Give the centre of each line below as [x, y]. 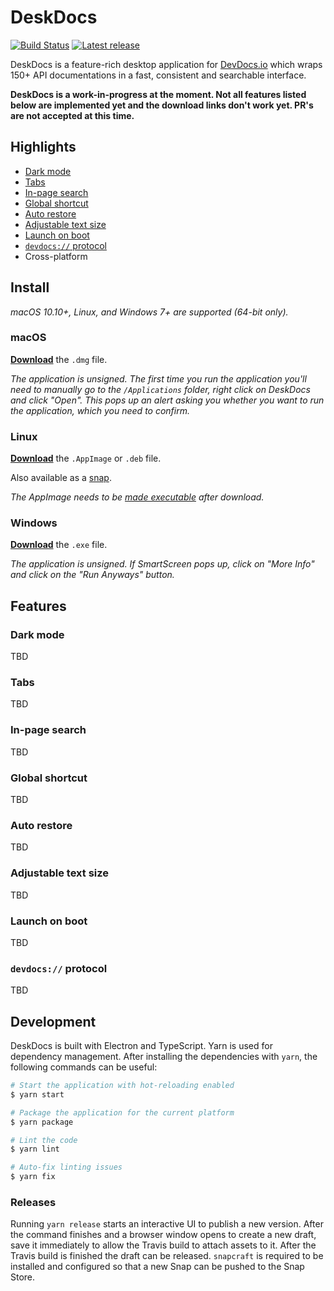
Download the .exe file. [59, 545]
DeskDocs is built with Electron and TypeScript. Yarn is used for [141, 1046]
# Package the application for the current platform [122, 1112]
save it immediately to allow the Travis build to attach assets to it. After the [163, 1245]
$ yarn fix [33, 1177]
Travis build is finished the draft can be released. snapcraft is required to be [167, 1256]
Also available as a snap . [61, 478]
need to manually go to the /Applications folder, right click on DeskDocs [160, 389]
